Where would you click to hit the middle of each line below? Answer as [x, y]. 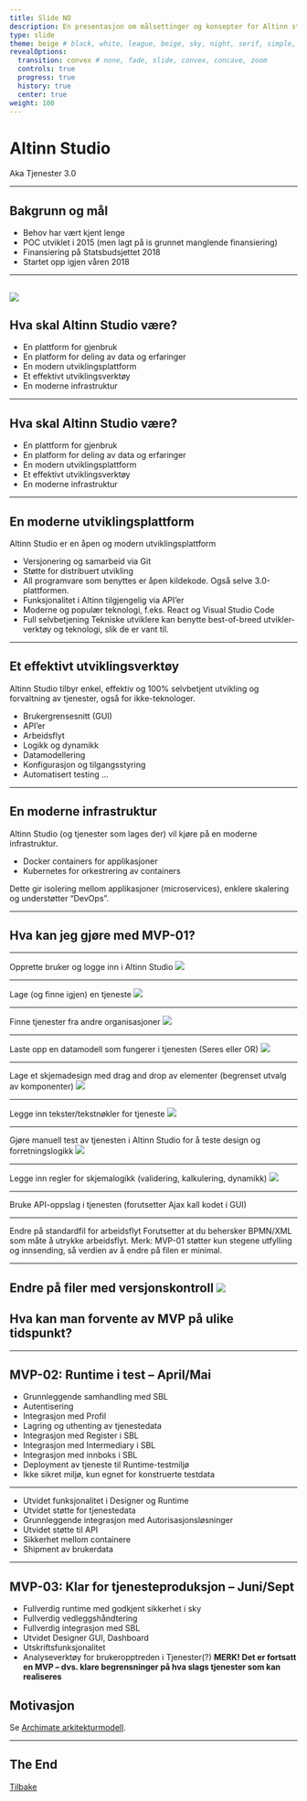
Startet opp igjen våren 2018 [76, 262]
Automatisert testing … [66, 774]
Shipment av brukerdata [68, 1550]
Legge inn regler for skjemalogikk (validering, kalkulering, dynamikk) [138, 1178]
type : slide [32, 35]
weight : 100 [32, 103]
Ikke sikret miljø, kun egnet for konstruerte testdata [119, 1475]
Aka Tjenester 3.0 [43, 174]
